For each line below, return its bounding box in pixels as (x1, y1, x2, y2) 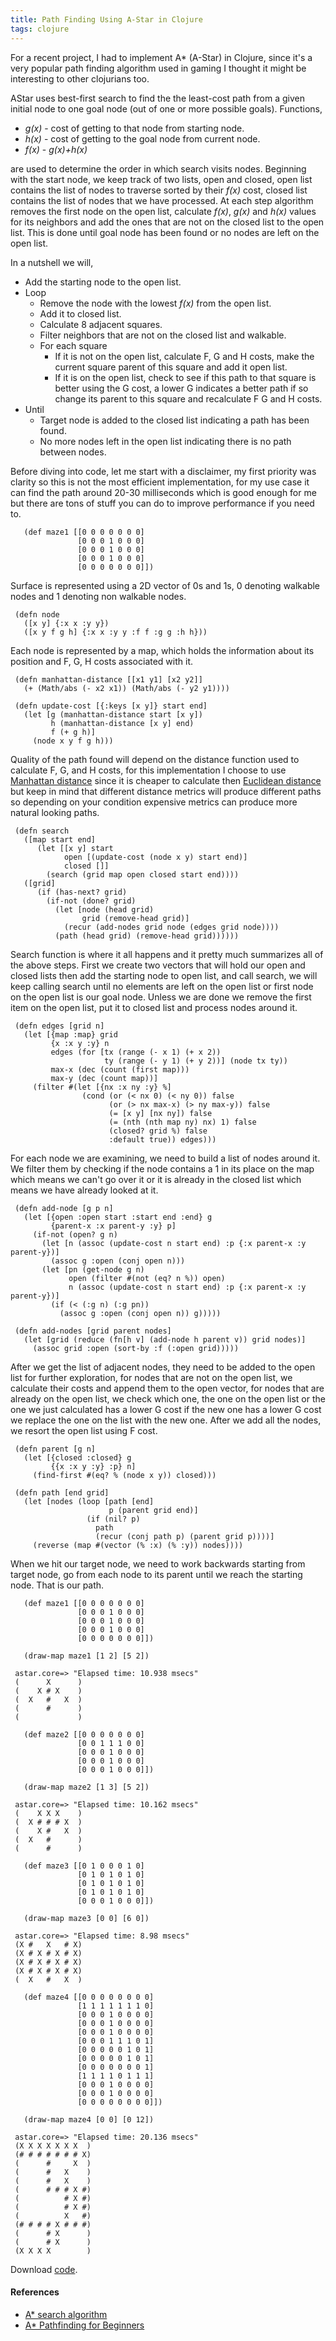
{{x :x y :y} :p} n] (50, 1461, 137, 1471)
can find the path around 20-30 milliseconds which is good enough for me (10, 486, 317, 498)
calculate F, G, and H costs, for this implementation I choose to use (10, 764, 287, 776)
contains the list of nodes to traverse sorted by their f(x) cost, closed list (10, 184, 308, 196)
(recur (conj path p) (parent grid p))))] (95, 1531, 275, 1541)
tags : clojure (10, 24, 70, 34)
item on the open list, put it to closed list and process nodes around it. (10, 1001, 298, 1013)
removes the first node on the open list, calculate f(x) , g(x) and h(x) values (10, 205, 317, 217)
